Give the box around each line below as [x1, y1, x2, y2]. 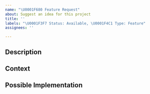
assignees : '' [5, 25, 34, 30]
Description [5, 47, 42, 56]
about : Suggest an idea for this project [5, 12, 91, 17]
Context [5, 64, 30, 72]
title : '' [5, 16, 25, 21]
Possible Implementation [5, 81, 83, 90]
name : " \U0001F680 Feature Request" [5, 7, 80, 12]
